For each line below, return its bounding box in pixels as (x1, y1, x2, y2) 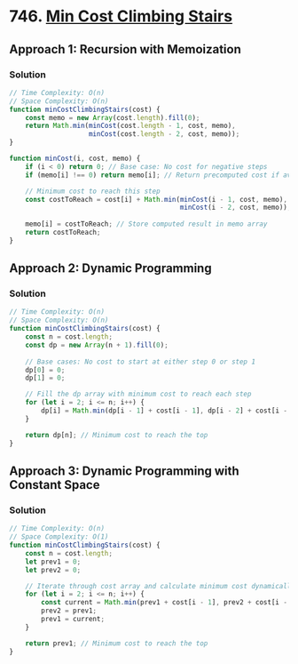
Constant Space (9, 477, 100, 492)
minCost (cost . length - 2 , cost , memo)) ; (88, 130, 240, 139)
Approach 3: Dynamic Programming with (9, 463, 239, 478)
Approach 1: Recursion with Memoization (9, 42, 242, 57)
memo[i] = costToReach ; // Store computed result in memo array (25, 220, 268, 228)
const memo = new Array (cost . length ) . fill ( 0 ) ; (25, 113, 200, 122)
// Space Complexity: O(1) (9, 532, 109, 541)
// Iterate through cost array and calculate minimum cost (25, 581, 248, 590)
